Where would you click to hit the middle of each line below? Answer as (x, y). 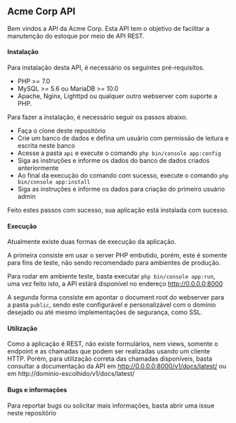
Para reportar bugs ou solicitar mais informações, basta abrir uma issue (111, 405)
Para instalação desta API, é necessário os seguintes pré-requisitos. (106, 68)
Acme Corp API (41, 12)
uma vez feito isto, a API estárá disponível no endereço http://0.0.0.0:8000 (115, 284)
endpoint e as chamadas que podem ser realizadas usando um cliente (109, 351)
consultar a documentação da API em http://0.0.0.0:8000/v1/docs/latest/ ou (117, 366)
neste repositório (32, 412)
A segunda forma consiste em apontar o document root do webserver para (116, 297)
